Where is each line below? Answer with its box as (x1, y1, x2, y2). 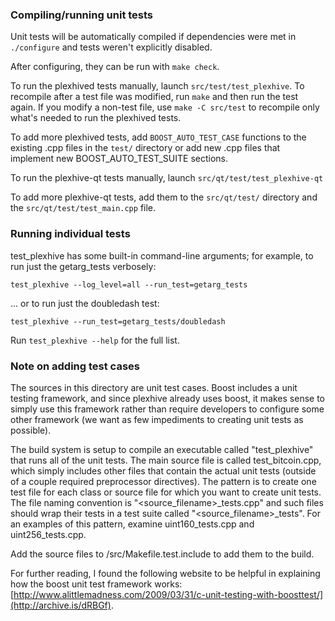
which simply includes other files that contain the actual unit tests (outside (10, 464, 317, 477)
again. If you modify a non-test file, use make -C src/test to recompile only (10, 101, 320, 113)
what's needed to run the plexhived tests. (10, 112, 182, 124)
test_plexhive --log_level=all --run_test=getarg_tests (10, 279, 248, 290)
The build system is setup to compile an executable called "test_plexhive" (10, 443, 314, 455)
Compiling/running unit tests (10, 8, 154, 22)
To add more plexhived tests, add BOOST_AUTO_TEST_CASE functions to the (10, 131, 307, 143)
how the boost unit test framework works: (10, 578, 183, 590)
